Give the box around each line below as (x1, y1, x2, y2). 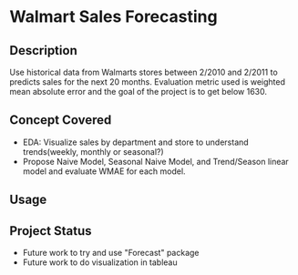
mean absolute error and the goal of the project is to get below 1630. (9, 87, 267, 97)
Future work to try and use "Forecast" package (22, 248, 200, 259)
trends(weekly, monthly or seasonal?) (22, 146, 164, 157)
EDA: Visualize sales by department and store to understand (22, 137, 249, 148)
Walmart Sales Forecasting (9, 6, 218, 27)
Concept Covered (9, 112, 112, 128)
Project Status (9, 223, 93, 239)
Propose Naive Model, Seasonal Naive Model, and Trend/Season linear (22, 156, 289, 167)
